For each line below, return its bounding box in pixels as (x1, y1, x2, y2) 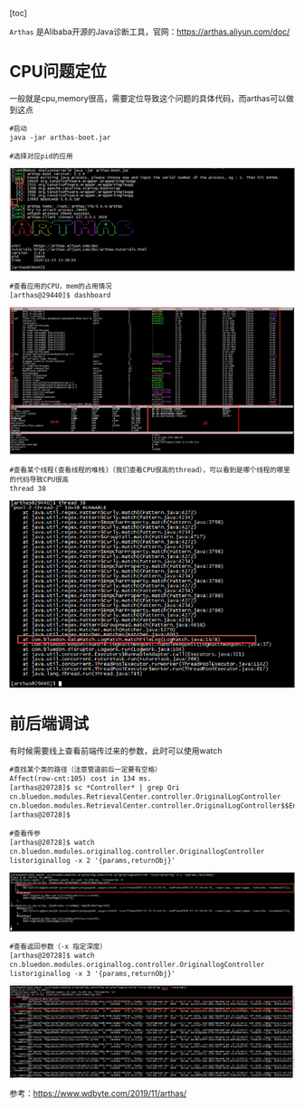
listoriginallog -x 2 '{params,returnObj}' (9, 856, 176, 865)
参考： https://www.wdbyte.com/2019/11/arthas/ (9, 1088, 187, 1099)
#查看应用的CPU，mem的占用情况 (9, 281, 112, 290)
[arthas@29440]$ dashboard (9, 290, 111, 299)
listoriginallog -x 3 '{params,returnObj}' (9, 970, 176, 979)
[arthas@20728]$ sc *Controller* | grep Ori (9, 782, 180, 792)
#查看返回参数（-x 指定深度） (9, 942, 107, 952)
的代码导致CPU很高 (9, 475, 70, 485)
